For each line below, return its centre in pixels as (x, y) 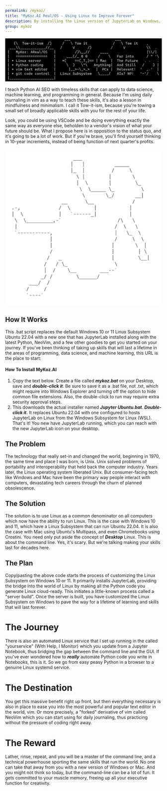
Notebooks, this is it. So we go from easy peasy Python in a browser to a (80, 662)
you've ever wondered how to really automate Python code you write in (79, 657)
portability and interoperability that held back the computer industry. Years (82, 467)
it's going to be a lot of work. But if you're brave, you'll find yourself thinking (83, 136)
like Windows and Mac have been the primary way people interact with (78, 477)
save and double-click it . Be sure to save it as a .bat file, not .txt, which (85, 386)
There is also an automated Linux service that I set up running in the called (82, 641)
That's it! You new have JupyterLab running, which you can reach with (84, 423)
